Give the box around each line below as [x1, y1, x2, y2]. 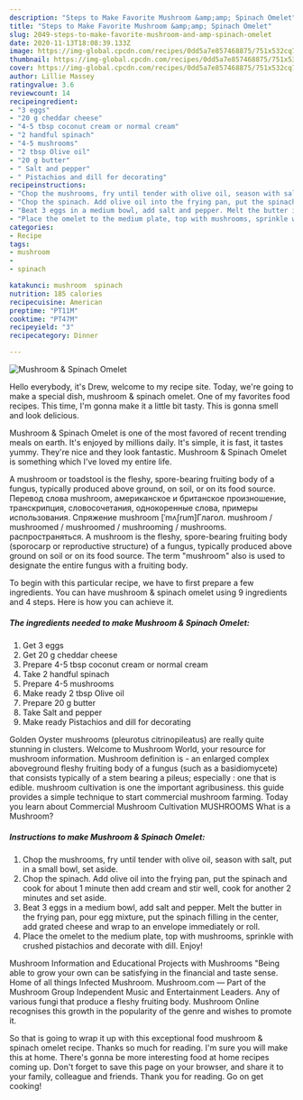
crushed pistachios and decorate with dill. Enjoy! [22, 940, 203, 951]
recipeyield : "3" [9, 323, 75, 332]
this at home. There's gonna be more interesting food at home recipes [9, 1051, 270, 1062]
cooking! [9, 1080, 42, 1091]
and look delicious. [9, 410, 79, 420]
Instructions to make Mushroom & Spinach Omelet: [9, 831, 206, 842]
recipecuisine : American [9, 298, 103, 307]
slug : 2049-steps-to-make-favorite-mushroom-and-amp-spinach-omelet [9, 30, 272, 39]
